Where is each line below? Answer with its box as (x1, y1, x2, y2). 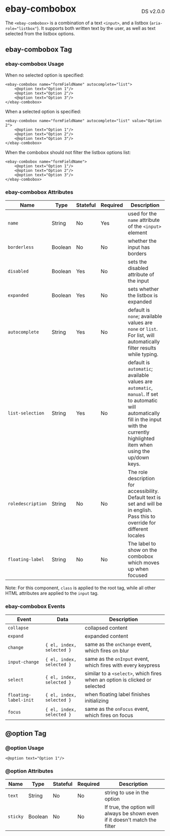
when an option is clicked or (84, 676, 152, 683)
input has (127, 244, 150, 251)
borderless (8, 244, 34, 250)
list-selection (8, 410, 45, 416)
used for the (127, 210, 157, 217)
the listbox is (127, 292, 158, 299)
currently (127, 429, 150, 436)
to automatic (127, 397, 158, 404)
